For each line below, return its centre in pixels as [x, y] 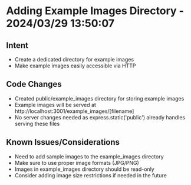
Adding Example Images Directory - [95, 11]
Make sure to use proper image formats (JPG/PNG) [77, 163]
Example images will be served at [55, 105]
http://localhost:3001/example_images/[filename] [74, 111]
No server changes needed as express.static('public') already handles [100, 117]
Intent [17, 45]
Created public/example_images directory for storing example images [99, 98]
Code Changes [34, 84]
